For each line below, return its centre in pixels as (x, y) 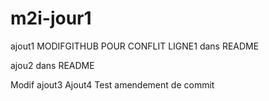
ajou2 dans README (52, 65)
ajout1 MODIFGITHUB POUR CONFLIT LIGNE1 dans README (135, 46)
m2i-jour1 (51, 18)
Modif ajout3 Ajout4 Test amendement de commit (112, 84)
